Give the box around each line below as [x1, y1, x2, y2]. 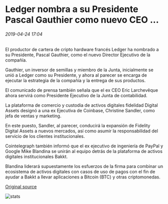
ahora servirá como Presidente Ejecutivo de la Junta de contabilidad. [5, 93, 148, 99]
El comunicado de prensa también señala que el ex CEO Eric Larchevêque [5, 87, 158, 93]
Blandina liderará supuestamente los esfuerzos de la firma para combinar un [5, 163, 163, 169]
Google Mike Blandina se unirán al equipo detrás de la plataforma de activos [5, 148, 163, 154]
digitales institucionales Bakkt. [5, 154, 68, 160]
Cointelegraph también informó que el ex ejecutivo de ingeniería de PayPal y [5, 143, 163, 149]
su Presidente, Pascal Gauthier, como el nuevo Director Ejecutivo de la [5, 52, 150, 58]
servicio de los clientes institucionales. [5, 133, 85, 139]
